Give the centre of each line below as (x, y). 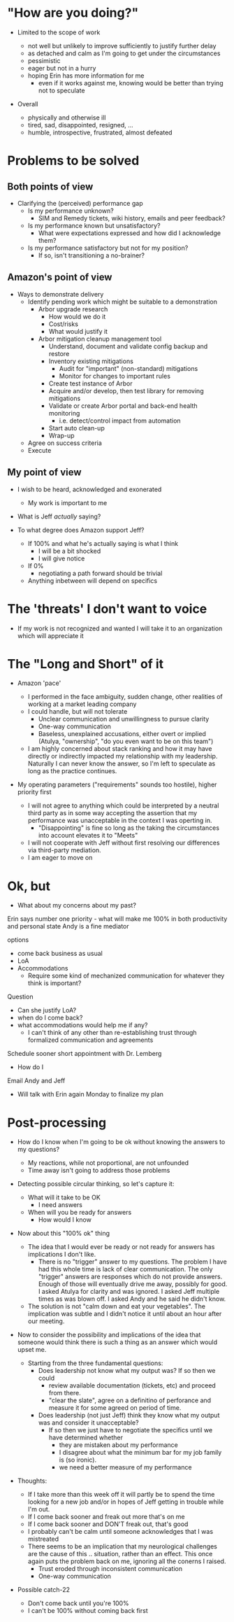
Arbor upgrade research (73, 309)
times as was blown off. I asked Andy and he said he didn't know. (132, 1299)
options (18, 940)
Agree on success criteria (65, 443)
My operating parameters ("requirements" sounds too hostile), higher (117, 784)
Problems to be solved (73, 161)
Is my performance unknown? (71, 211)
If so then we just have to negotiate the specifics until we (131, 1430)
